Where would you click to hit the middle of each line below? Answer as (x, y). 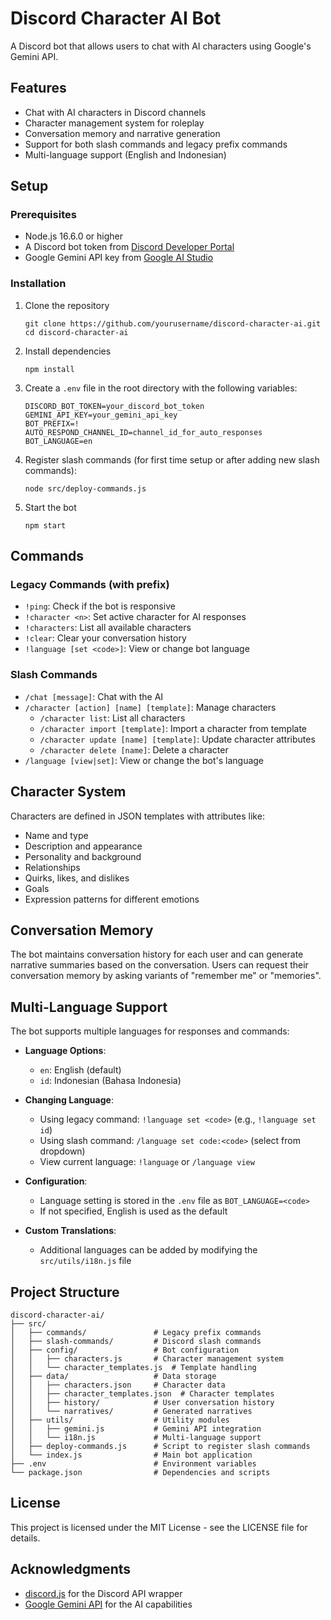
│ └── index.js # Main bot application (131, 1455)
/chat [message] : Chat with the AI (94, 696)
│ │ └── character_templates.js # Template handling (133, 1367)
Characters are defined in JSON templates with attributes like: (137, 816)
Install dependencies (68, 351)
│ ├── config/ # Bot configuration (125, 1350)
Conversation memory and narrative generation (122, 133)
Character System (68, 792)
